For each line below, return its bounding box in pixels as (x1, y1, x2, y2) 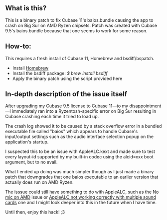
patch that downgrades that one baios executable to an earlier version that (5, 174, 159, 180)
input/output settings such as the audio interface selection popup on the (5, 134, 154, 140)
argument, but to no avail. (5, 159, 58, 165)
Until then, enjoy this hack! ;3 (5, 209, 65, 215)
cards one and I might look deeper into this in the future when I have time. (5, 200, 157, 206)
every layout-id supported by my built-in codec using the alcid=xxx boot (5, 154, 154, 160)
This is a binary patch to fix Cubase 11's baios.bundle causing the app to (5, 17, 154, 23)
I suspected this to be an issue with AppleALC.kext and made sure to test (5, 148, 156, 154)
